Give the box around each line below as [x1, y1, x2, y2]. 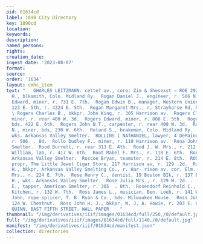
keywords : [6, 31, 31, 38]
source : [6, 71, 26, 77]
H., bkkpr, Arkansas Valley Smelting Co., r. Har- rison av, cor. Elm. [11, 167, 196, 173]
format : [6, 65, 26, 71]
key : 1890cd [6, 20, 36, 26]
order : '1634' [6, 76, 42, 82]
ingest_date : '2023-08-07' [6, 59, 74, 65]
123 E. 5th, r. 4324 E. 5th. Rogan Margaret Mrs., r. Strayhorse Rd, [11, 104, 193, 111]
